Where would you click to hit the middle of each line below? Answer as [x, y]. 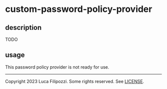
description [23, 28]
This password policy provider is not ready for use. [57, 67]
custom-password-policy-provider [79, 9]
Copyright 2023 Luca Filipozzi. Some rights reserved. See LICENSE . [75, 81]
